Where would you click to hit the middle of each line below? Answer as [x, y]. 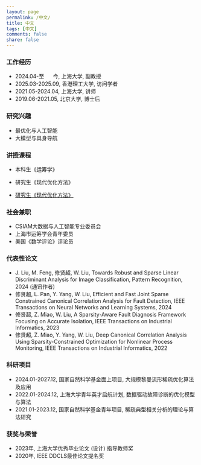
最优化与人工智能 [36, 130]
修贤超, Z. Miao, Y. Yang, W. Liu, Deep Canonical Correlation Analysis [101, 335]
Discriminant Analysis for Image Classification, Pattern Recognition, [99, 280]
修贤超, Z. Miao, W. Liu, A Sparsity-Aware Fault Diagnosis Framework [101, 315]
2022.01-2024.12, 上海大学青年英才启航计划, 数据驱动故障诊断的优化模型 [105, 394]
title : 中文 [20, 23]
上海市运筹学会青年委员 [44, 234]
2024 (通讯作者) [35, 286]
